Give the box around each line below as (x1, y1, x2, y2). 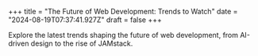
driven (8, 39, 29, 48)
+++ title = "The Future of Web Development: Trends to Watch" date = (8, 7, 238, 16)
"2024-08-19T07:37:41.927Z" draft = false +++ (8, 15, 163, 24)
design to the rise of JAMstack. (30, 39, 133, 48)
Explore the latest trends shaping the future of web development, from (8, 31, 239, 39)
